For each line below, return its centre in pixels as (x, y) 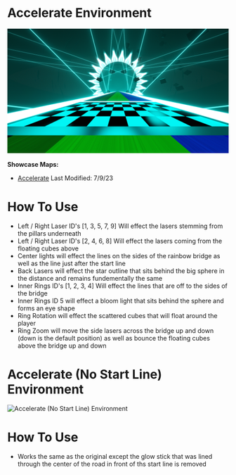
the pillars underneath (50, 234)
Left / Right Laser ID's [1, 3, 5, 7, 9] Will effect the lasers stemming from (120, 226)
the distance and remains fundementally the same (90, 279)
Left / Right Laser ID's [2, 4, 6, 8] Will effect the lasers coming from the (120, 241)
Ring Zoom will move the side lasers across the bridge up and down (116, 331)
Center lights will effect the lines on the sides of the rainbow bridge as (119, 256)
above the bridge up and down (62, 346)
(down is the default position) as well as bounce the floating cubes (114, 338)
